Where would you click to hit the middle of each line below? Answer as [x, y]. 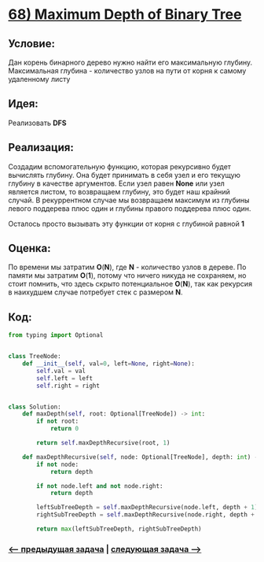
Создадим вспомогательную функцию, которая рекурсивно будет [120, 166]
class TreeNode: [35, 357]
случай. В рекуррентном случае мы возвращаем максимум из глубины [129, 200]
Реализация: [41, 148]
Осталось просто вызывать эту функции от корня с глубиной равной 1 [126, 224]
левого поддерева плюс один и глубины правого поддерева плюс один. [130, 208]
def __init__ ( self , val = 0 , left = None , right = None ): [108, 364]
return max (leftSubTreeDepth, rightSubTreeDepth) [119, 529]
